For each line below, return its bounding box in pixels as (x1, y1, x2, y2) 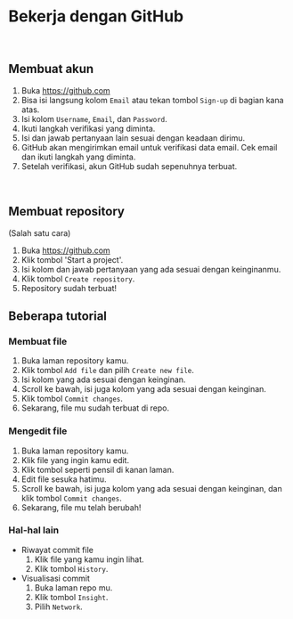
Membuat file (8, 335, 68, 347)
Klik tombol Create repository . (20, 273, 135, 284)
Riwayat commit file (20, 544, 94, 555)
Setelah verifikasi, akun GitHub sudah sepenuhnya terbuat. (20, 160, 238, 171)
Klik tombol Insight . (34, 591, 109, 602)
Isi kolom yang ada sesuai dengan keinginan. (20, 374, 186, 385)
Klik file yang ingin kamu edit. (20, 454, 130, 465)
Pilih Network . (34, 601, 84, 612)
